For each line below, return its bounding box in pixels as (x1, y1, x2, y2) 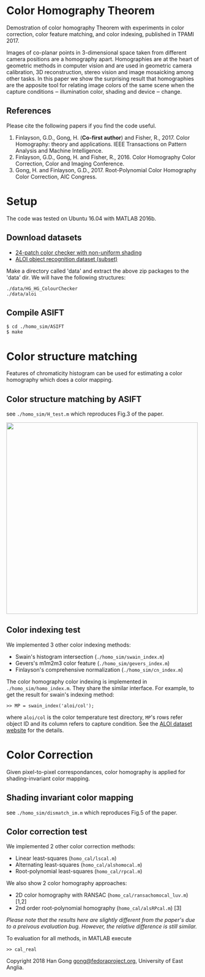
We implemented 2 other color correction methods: (6, 843, 136, 850)
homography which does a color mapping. (6, 376, 113, 384)
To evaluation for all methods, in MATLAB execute (6, 935, 132, 942)
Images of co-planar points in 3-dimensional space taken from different (6, 48, 187, 56)
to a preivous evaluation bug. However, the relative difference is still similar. (6, 923, 197, 930)
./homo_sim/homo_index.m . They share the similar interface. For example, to (6, 684, 195, 691)
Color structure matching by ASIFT (6, 393, 142, 405)
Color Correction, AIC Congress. (15, 173, 97, 180)
